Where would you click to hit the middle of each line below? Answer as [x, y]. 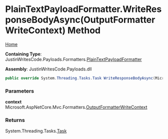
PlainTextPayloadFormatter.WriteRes [83, 9]
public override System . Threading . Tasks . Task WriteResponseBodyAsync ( [80, 78]
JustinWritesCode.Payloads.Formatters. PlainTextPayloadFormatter [73, 59]
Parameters [19, 91]
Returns [15, 120]
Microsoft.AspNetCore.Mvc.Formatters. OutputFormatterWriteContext [76, 107]
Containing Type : [23, 54]
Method [84, 30]
